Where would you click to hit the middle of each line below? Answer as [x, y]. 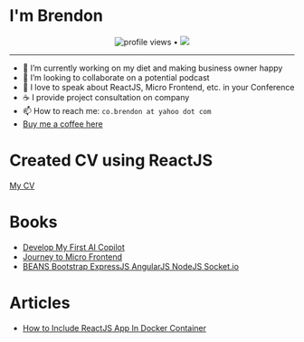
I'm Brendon [57, 16]
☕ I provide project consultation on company [106, 97]
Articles [40, 303]
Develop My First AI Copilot [73, 247]
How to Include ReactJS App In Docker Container [114, 328]
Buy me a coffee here [62, 124]
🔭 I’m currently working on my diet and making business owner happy [152, 68]
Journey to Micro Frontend [72, 256]
